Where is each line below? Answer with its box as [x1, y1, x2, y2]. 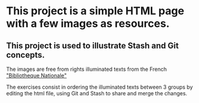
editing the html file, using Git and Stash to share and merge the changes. [6, 90, 188, 96]
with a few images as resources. [6, 17, 170, 30]
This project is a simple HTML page [6, 4, 185, 18]
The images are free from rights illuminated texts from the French [6, 65, 167, 73]
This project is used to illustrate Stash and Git [6, 40, 179, 51]
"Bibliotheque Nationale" [6, 72, 67, 79]
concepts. [6, 49, 45, 60]
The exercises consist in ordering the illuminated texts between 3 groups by [6, 83, 193, 90]
